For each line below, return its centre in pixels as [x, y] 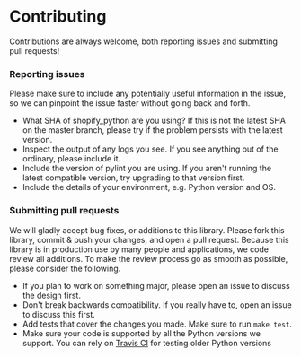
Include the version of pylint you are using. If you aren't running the [147, 169]
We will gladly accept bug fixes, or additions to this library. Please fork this [147, 230]
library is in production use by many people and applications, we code [139, 249]
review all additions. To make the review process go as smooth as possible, [149, 258]
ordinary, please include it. [71, 159]
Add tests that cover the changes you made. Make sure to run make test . [157, 324]
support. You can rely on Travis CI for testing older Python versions [147, 343]
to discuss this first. [59, 314]
